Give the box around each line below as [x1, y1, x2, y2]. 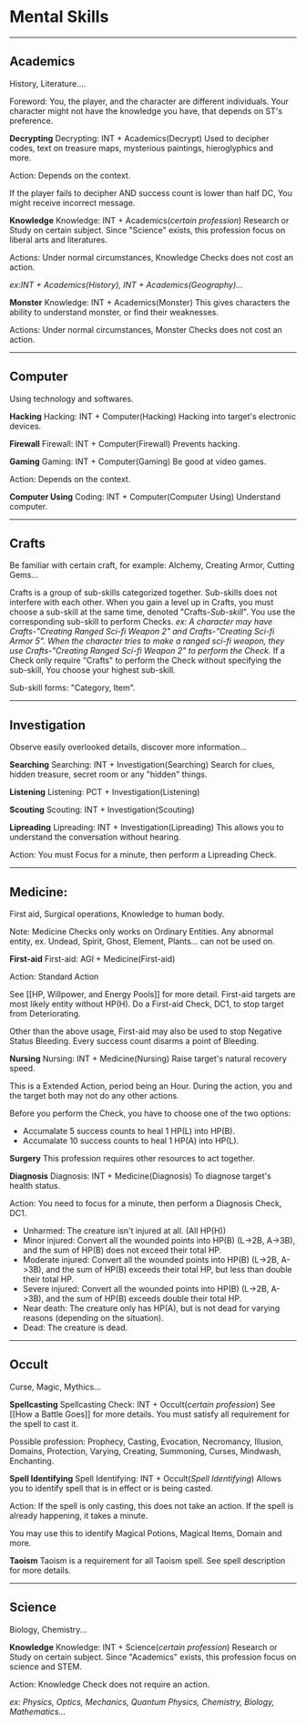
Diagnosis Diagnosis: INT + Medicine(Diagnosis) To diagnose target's [9, 1171, 271, 1182]
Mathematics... [9, 1706, 66, 1717]
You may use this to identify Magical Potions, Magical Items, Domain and [9, 1527, 282, 1538]
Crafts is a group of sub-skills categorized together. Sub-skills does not [9, 587, 278, 598]
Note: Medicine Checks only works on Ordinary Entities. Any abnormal [9, 926, 274, 936]
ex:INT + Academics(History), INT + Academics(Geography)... [9, 279, 243, 290]
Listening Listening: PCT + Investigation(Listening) [9, 787, 200, 798]
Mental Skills [9, 6, 109, 27]
